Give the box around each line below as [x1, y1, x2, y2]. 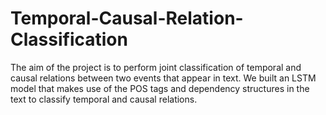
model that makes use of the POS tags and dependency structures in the [10, 82, 310, 94]
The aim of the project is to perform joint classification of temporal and [10, 61, 302, 73]
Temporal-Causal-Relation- [10, 7, 244, 30]
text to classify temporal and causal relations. [10, 93, 198, 105]
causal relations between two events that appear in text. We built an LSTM [10, 72, 317, 84]
